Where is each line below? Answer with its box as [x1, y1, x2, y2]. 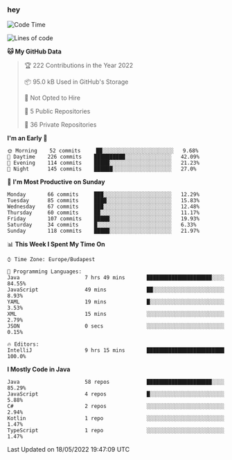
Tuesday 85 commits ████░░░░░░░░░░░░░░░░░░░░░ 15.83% [7, 197, 199, 204]
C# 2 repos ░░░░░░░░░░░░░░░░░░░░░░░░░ [7, 403, 225, 410]
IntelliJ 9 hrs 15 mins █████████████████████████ [7, 347, 225, 354]
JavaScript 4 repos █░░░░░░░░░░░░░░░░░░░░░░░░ [7, 391, 225, 398]
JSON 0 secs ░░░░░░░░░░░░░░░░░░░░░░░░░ [7, 323, 225, 330]
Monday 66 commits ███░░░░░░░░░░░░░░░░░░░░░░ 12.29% [7, 191, 199, 198]
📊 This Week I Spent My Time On [7, 240, 105, 249]
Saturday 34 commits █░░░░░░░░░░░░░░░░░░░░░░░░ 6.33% [7, 222, 197, 229]
